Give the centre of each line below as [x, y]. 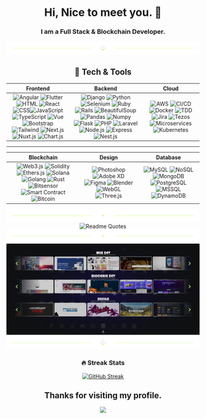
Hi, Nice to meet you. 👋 [103, 13]
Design [109, 157]
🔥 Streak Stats [103, 363]
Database [169, 157]
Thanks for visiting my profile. [103, 395]
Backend [106, 88]
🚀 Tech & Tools [103, 72]
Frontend [38, 88]
